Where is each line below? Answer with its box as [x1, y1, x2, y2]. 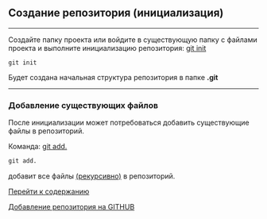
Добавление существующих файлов [8, 99, 159, 110]
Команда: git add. [8, 142, 68, 152]
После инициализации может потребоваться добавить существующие [8, 118, 250, 128]
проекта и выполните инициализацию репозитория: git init [8, 43, 207, 52]
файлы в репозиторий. [8, 126, 85, 136]
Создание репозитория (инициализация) [8, 6, 224, 20]
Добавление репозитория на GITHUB [8, 202, 135, 211]
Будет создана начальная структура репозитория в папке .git [8, 72, 219, 82]
